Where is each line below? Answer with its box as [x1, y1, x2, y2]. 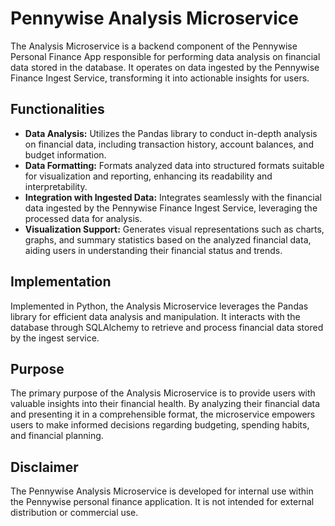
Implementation [10, 273, 112, 291]
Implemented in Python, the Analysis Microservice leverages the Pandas [10, 300, 309, 312]
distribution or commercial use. [10, 507, 139, 519]
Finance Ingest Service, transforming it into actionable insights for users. [10, 72, 310, 84]
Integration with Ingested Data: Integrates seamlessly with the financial [24, 191, 322, 203]
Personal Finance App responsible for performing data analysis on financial [10, 50, 321, 62]
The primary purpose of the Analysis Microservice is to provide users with [10, 387, 316, 399]
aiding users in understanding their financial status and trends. [24, 244, 283, 256]
